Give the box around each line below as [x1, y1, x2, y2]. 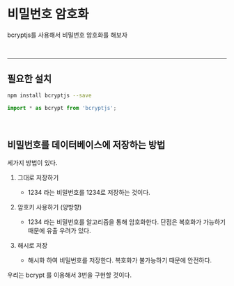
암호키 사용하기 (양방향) [17, 203, 82, 212]
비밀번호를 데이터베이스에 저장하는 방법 [7, 138, 166, 150]
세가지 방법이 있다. [7, 159, 58, 167]
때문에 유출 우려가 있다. [27, 227, 92, 235]
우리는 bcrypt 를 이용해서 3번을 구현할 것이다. [7, 271, 132, 279]
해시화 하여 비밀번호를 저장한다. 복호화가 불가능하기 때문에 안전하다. [27, 256, 212, 264]
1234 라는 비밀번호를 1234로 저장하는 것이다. [27, 189, 151, 197]
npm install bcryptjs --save [7, 92, 92, 99]
